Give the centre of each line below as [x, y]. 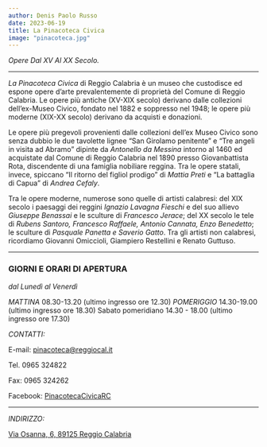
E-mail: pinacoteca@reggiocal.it [60, 349]
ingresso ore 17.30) [39, 318]
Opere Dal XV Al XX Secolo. [54, 60]
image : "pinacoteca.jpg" [49, 38]
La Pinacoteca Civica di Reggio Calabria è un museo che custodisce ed [125, 84]
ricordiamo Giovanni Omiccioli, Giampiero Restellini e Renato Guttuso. [122, 241]
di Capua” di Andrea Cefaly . [54, 183]
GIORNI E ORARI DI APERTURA [68, 269]
